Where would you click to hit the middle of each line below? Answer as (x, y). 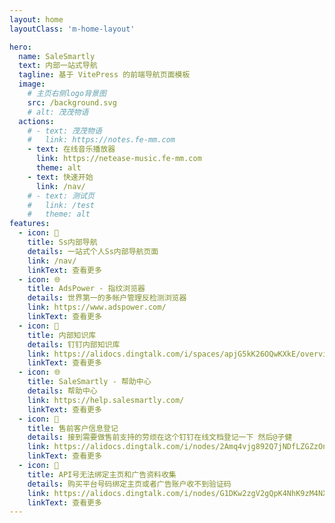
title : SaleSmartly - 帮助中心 (89, 382)
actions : (36, 121)
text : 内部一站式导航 (58, 66)
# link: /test (61, 205)
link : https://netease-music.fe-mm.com (118, 159)
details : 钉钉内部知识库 (74, 344)
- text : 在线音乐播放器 (71, 149)
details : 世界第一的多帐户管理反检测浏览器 (107, 298)
